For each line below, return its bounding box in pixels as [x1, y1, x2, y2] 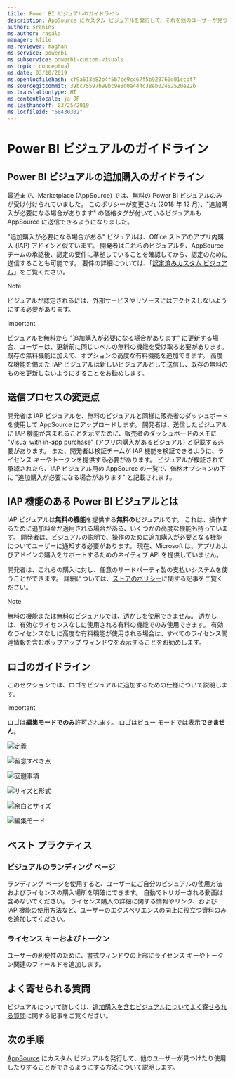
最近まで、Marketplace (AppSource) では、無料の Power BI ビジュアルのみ [7, 191, 223, 199]
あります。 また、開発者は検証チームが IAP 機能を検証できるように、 [19, 446, 218, 455]
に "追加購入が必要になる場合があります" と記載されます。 [7, 473, 176, 481]
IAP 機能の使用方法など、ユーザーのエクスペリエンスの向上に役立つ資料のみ [7, 906, 227, 914]
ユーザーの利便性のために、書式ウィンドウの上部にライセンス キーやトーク [7, 951, 224, 960]
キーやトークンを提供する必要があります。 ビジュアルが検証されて [33, 455, 224, 464]
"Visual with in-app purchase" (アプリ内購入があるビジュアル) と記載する [7, 438, 218, 446]
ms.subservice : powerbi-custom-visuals [7, 56, 124, 63]
